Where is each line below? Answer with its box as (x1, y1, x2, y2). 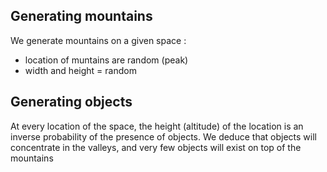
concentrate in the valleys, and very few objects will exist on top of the (10, 141, 302, 153)
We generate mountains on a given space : (10, 34, 187, 46)
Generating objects (10, 94, 133, 111)
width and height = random (24, 64, 137, 76)
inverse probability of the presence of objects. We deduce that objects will (10, 130, 317, 143)
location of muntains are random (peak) (24, 54, 189, 66)
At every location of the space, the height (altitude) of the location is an (10, 120, 304, 132)
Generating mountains (10, 8, 153, 25)
